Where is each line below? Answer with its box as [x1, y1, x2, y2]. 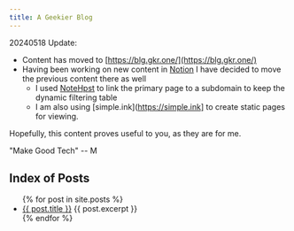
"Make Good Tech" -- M [9, 145, 97, 156]
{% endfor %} [21, 213, 73, 224]
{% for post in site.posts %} [21, 194, 124, 204]
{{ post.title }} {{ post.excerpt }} [21, 204, 138, 214]
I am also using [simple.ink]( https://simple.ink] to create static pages [35, 101, 286, 112]
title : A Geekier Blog [9, 12, 93, 22]
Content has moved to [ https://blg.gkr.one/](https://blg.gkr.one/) [21, 54, 257, 65]
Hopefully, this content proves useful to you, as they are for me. [9, 127, 242, 138]
